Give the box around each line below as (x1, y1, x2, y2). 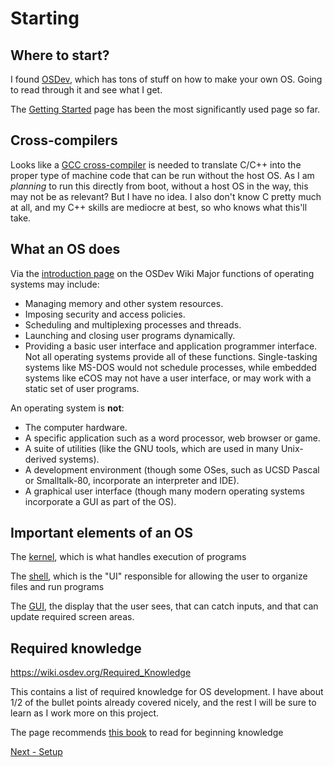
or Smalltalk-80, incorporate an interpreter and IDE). (24, 474, 240, 486)
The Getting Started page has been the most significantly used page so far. (10, 103, 321, 115)
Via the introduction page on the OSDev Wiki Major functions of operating (10, 267, 315, 279)
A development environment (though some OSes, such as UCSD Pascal (24, 463, 320, 476)
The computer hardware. (24, 421, 128, 433)
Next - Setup (10, 746, 63, 758)
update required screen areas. (10, 611, 135, 623)
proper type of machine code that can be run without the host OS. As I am (10, 169, 315, 181)
